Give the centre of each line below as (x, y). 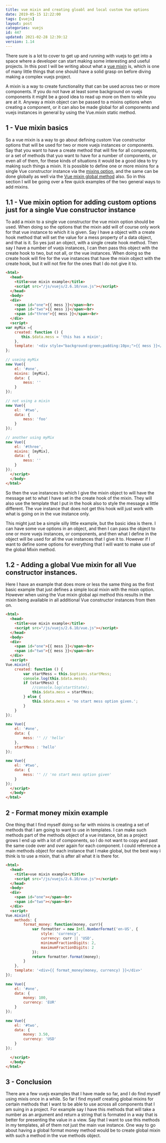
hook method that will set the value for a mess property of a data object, (79, 237)
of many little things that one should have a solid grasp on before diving (78, 71)
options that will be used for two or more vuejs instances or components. (80, 145)
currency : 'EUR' (40, 1003)
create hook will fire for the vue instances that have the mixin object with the (83, 259)
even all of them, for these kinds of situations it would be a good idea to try (82, 161)
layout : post (19, 23)
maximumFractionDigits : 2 (67, 947)
